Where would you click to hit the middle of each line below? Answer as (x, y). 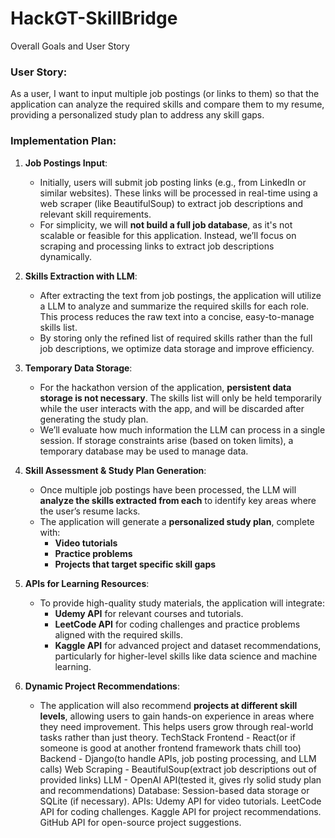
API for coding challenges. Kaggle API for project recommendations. (180, 811)
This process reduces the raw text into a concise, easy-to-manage (177, 316)
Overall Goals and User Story (70, 46)
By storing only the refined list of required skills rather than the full (176, 338)
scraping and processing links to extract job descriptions (157, 246)
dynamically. (66, 256)
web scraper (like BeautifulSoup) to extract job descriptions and (171, 203)
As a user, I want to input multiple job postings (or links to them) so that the (165, 94)
